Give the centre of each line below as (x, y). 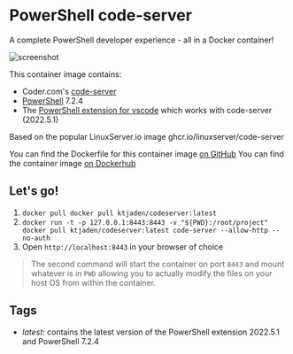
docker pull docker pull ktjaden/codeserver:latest (119, 213)
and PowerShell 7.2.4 (61, 341)
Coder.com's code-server (69, 91)
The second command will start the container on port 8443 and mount (158, 264)
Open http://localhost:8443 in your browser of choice (123, 246)
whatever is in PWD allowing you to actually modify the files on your (151, 273)
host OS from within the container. (93, 282)
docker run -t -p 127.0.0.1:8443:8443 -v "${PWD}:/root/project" (145, 222)
